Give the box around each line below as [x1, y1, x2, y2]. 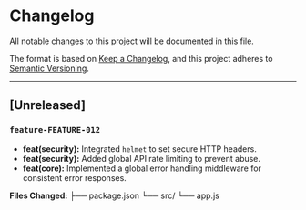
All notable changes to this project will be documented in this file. [9, 35, 255, 46]
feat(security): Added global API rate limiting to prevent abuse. [22, 153, 261, 164]
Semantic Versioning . [9, 63, 89, 74]
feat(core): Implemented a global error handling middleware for [22, 163, 262, 174]
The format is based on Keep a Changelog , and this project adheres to [9, 53, 273, 64]
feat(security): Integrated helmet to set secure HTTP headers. [22, 143, 257, 155]
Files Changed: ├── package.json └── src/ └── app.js [9, 190, 220, 201]
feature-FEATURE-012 [9, 125, 101, 135]
